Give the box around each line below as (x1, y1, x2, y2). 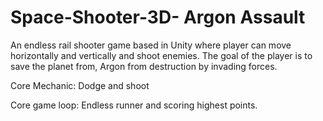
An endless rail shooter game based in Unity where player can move (10, 39, 292, 51)
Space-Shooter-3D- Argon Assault (10, 6, 306, 29)
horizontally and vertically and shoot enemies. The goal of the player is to (10, 49, 313, 61)
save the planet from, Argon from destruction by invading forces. (10, 60, 278, 72)
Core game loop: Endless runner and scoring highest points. (10, 99, 258, 111)
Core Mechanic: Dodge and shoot (10, 79, 150, 91)
